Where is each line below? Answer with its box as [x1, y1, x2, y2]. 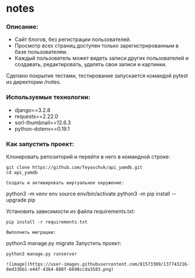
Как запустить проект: [6, 140, 74, 148]
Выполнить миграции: [6, 229, 57, 236]
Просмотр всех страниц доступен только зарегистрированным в [14, 42, 179, 49]
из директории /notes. [6, 79, 61, 86]
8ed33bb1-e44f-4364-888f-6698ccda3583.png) [6, 266, 114, 273]
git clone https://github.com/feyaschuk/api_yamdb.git [6, 165, 143, 171]
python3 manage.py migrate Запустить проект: [6, 240, 122, 247]
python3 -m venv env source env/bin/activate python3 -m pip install [6, 190, 170, 198]
